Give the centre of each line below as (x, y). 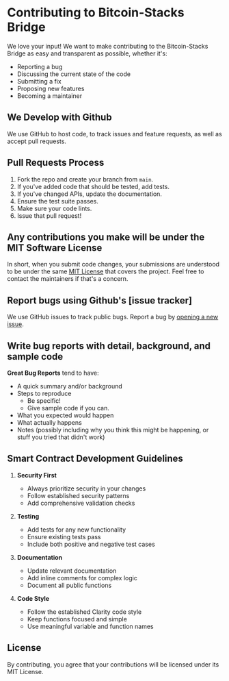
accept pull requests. (37, 141)
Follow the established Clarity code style (84, 612)
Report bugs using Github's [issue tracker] (100, 300)
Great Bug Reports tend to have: (53, 373)
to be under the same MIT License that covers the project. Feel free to (106, 271)
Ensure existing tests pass (64, 536)
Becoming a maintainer (50, 96)
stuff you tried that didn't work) (61, 437)
